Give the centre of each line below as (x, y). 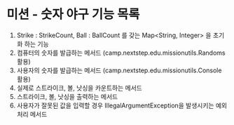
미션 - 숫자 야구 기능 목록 (73, 14)
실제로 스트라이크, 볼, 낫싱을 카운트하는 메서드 (80, 88)
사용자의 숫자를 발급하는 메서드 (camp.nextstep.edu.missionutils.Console (119, 70)
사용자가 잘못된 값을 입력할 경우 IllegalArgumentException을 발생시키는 (115, 105)
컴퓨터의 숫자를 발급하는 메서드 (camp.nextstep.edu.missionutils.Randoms (121, 53)
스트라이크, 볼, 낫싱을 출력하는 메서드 (67, 96)
